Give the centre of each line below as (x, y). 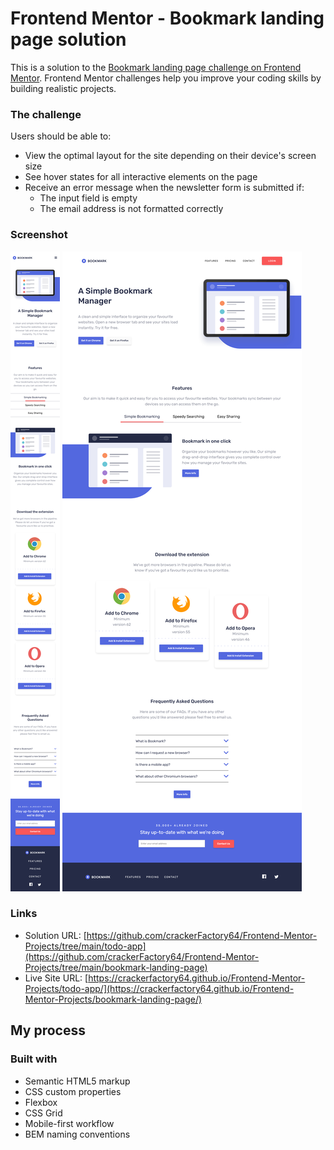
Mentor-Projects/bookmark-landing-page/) (113, 999)
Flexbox (41, 1102)
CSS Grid (43, 1113)
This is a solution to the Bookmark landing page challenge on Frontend (156, 67)
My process (48, 1030)
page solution (68, 39)
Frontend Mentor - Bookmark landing (167, 18)
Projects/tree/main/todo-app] (85, 946)
